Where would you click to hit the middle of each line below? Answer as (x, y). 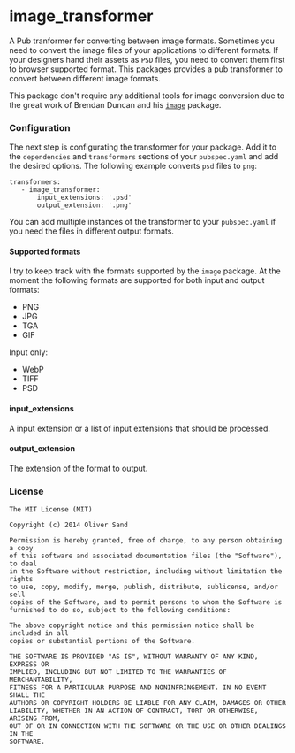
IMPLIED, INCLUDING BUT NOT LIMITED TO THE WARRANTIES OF (118, 672)
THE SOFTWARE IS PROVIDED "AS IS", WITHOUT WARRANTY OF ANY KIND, (134, 657)
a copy (21, 549)
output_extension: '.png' (84, 205)
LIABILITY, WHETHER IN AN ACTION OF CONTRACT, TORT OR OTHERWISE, (134, 711)
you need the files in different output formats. (92, 231)
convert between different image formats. (85, 78)
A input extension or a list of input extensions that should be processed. (140, 428)
